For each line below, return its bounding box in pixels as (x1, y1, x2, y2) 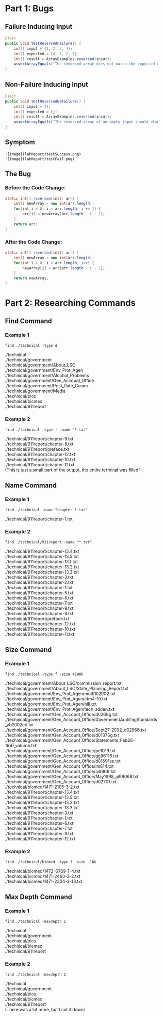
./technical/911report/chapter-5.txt (5, 590, 74, 596)
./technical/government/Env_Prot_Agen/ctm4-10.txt (5, 696, 108, 701)
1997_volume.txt (5, 742, 36, 748)
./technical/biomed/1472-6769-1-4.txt (5, 868, 81, 874)
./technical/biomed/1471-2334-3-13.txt (5, 878, 82, 884)
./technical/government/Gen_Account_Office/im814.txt (5, 763, 114, 769)
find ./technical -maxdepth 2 (5, 972, 66, 977)
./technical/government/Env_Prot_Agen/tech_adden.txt (5, 706, 114, 712)
